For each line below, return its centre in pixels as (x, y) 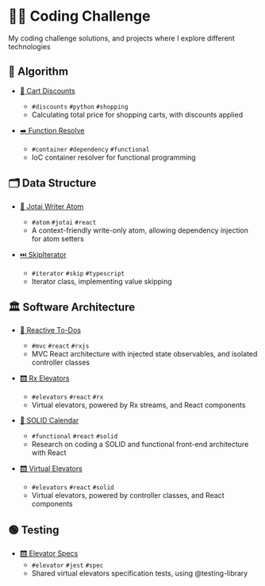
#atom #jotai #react (64, 222)
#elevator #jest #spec (67, 566)
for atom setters (58, 238)
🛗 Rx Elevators (44, 378)
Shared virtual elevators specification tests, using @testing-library (140, 573)
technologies (29, 46)
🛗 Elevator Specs (49, 553)
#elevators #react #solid (73, 488)
